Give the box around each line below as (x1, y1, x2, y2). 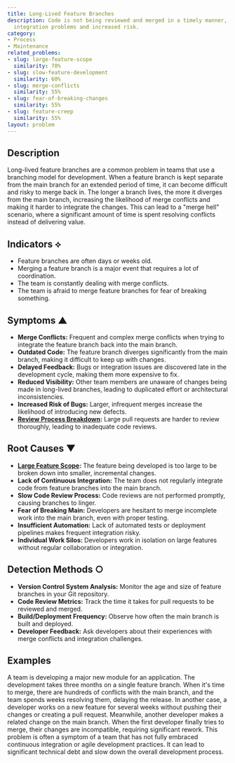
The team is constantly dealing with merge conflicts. (17, 279, 170, 288)
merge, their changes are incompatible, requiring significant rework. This (7, 725, 218, 734)
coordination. (17, 271, 56, 281)
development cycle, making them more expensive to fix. (17, 370, 180, 379)
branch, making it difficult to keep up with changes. (17, 355, 166, 363)
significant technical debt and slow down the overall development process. (7, 748, 224, 756)
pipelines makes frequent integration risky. (17, 528, 141, 536)
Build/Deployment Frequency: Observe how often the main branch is (17, 612, 220, 621)
